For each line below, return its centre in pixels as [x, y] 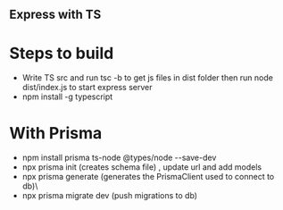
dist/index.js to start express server [87, 88]
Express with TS [55, 15]
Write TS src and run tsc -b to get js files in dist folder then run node [148, 78]
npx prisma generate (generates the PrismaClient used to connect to [148, 177]
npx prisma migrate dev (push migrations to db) [110, 196]
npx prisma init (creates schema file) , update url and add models [141, 167]
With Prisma [56, 133]
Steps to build [62, 53]
